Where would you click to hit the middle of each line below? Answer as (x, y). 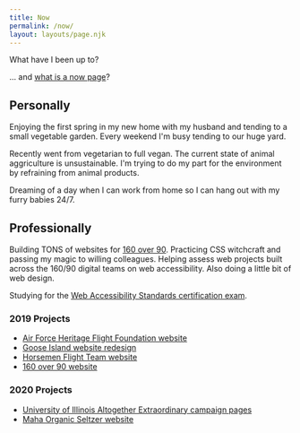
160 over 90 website (60, 367)
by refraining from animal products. (74, 173)
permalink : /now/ (42, 26)
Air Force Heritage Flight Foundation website (105, 338)
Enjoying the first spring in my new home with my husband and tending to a (149, 127)
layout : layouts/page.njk (57, 34)
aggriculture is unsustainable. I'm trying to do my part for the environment (146, 163)
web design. (32, 278)
